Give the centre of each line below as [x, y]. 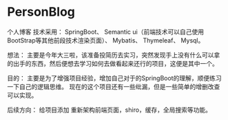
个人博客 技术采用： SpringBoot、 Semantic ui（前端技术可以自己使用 [106, 32]
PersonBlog [41, 12]
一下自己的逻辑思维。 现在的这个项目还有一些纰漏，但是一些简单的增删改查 [114, 86]
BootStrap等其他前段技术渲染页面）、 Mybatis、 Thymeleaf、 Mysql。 [106, 40]
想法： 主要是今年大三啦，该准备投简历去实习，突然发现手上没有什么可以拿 [114, 55]
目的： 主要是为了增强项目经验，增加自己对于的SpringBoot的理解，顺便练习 [114, 78]
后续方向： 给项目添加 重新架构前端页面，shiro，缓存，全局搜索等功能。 [110, 110]
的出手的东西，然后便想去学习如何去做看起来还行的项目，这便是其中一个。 [113, 63]
